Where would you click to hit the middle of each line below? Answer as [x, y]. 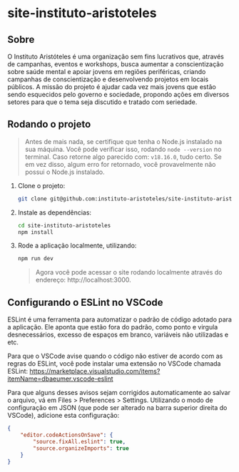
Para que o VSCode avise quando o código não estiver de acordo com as [115, 356]
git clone [32, 199]
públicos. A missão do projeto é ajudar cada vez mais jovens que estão [112, 87]
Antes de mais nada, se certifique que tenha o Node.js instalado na [123, 141]
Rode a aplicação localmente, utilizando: [77, 246]
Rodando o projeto [49, 124]
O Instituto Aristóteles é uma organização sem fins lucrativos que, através [116, 56]
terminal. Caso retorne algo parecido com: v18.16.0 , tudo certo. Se [123, 157]
